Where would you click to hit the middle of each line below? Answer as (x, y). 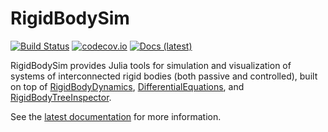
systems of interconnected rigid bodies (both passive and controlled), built (164, 76)
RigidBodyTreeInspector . (61, 97)
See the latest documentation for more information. (116, 116)
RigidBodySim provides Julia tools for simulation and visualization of (151, 65)
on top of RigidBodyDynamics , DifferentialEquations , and (127, 86)
